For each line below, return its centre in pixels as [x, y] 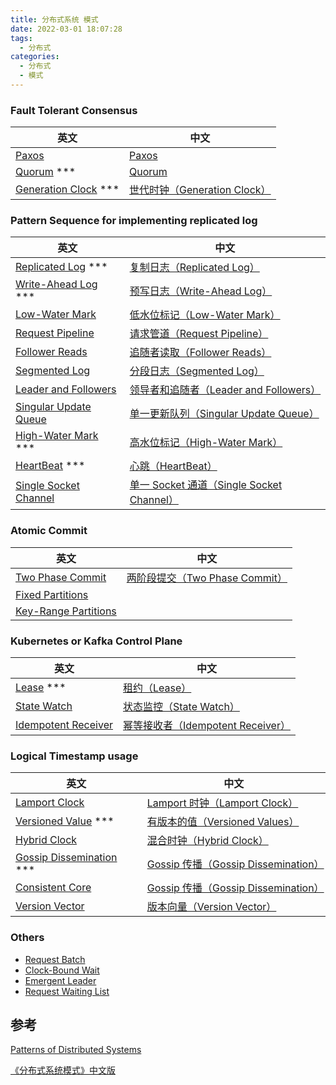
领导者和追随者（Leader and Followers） [225, 390]
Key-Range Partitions [66, 611]
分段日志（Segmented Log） [197, 371]
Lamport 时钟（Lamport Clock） [222, 803]
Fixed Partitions [52, 594]
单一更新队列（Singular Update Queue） [224, 414]
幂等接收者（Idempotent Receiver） [206, 726]
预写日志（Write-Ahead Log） [201, 291]
